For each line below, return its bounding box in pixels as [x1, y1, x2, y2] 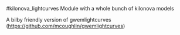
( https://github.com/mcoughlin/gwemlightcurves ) [6, 23, 125, 29]
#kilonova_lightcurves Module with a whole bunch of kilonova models [6, 5, 174, 12]
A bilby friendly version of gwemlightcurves [6, 16, 111, 23]
